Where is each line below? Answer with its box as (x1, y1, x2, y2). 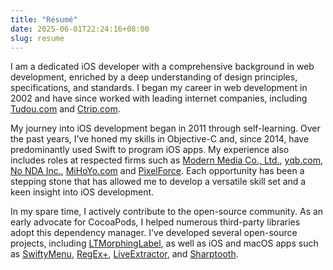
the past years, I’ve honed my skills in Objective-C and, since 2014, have (10, 133, 310, 145)
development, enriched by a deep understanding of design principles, (10, 71, 298, 83)
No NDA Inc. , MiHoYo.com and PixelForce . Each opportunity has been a (10, 165, 305, 177)
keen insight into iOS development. (10, 186, 155, 198)
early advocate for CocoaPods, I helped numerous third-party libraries (10, 216, 301, 228)
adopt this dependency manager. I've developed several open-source (10, 227, 298, 239)
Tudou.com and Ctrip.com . (10, 103, 121, 115)
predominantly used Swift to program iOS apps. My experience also (10, 144, 290, 156)
